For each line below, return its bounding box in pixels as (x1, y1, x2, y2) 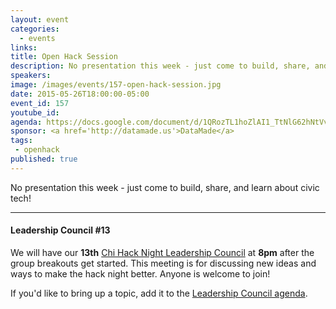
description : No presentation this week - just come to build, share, (10, 61, 311, 71)
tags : (10, 136, 33, 146)
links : (10, 42, 38, 53)
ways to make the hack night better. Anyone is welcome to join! (10, 267, 271, 280)
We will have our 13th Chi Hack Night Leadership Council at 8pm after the (10, 246, 315, 258)
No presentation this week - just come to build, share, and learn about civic (10, 181, 320, 193)
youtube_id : (10, 107, 60, 118)
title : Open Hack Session (10, 52, 118, 62)
